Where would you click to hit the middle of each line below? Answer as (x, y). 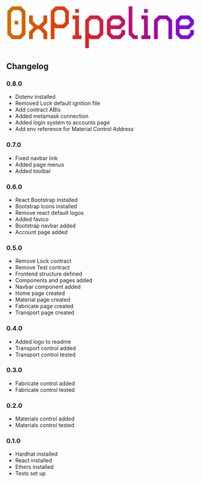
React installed (34, 461)
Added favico (32, 219)
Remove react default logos (49, 212)
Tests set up (30, 473)
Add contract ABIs (38, 110)
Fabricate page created (44, 306)
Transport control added (45, 348)
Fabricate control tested (45, 390)
